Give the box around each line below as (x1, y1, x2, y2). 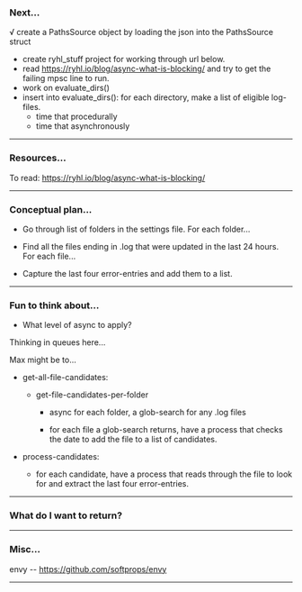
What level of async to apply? (22, 320, 132, 331)
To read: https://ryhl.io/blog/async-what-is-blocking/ (9, 172, 206, 183)
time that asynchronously (35, 121, 130, 132)
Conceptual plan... (9, 203, 93, 215)
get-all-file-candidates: (22, 372, 109, 383)
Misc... (9, 543, 40, 556)
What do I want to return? (9, 509, 123, 522)
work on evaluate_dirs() (22, 83, 111, 94)
